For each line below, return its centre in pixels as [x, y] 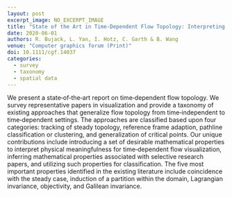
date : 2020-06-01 [32, 33]
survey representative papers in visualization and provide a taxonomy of [110, 105]
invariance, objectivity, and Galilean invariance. [75, 186]
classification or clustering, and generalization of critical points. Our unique [115, 135]
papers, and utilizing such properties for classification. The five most [106, 164]
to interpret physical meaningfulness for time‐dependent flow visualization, [115, 149]
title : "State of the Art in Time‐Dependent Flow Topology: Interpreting [116, 26]
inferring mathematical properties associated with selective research [105, 157]
